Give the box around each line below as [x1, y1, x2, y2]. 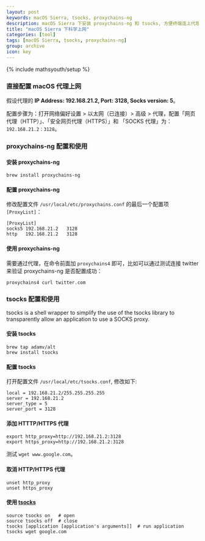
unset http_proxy [6, 479, 51, 486]
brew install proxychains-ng [6, 172, 81, 178]
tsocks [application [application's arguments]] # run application [6, 523, 184, 529]
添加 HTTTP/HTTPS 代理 [6, 419, 69, 427]
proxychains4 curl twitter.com [6, 279, 86, 285]
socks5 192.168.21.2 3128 [6, 226, 78, 232]
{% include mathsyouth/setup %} [6, 65, 90, 73]
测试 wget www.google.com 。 [6, 451, 76, 458]
